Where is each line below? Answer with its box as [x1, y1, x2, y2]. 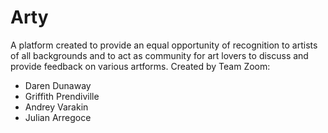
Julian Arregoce [24, 111, 92, 123]
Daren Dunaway [24, 79, 92, 91]
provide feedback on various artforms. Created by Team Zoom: [10, 60, 271, 72]
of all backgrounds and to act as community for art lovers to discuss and [10, 49, 309, 61]
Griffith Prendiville [24, 90, 100, 102]
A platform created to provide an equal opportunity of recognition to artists [10, 39, 318, 51]
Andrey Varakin [24, 101, 89, 113]
